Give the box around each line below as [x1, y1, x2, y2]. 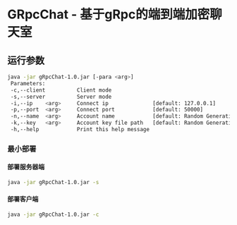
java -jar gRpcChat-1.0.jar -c [7, 211, 99, 219]
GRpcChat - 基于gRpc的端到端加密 [7, 6, 210, 23]
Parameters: [10, 80, 46, 87]
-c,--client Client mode [10, 86, 112, 94]
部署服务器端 [7, 163, 44, 171]
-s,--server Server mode [10, 93, 112, 100]
